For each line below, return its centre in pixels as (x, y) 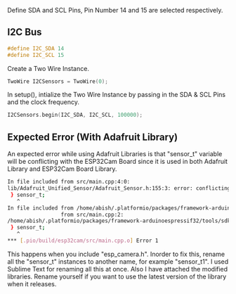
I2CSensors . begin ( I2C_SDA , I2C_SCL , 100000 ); (75, 115)
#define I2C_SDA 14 (36, 49)
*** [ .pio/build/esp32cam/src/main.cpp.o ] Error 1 (83, 241)
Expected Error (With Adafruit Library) (92, 137)
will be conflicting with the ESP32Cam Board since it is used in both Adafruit (118, 162)
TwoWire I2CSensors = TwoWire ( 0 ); (58, 81)
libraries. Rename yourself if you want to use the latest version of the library (117, 276)
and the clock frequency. (43, 102)
